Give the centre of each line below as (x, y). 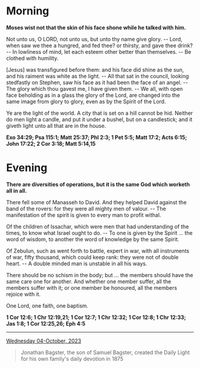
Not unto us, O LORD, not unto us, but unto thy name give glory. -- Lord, (94, 39)
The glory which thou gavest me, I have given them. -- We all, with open (95, 88)
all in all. (17, 191)
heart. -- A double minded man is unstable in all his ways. (77, 263)
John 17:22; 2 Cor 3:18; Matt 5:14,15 (51, 143)
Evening (27, 168)
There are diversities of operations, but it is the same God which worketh (98, 184)
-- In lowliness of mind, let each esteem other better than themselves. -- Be (99, 51)
